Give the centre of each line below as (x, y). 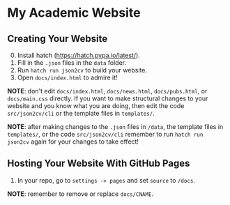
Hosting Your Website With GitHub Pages (99, 164)
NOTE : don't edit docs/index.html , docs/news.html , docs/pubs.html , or (107, 91)
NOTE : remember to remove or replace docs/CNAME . (80, 194)
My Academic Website (74, 13)
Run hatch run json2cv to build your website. (82, 70)
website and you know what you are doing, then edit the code (96, 106)
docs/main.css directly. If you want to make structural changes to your (108, 98)
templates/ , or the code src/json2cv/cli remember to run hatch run (105, 134)
